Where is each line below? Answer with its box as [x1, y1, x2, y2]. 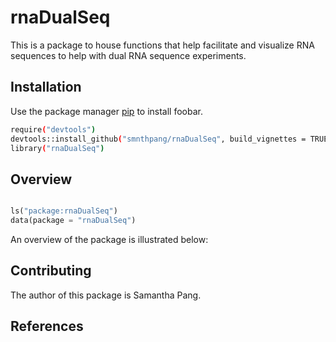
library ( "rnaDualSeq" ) [10, 143, 105, 153]
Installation [10, 79, 82, 96]
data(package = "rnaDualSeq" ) [10, 216, 137, 226]
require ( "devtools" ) [10, 124, 97, 135]
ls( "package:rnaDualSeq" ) [10, 206, 118, 216]
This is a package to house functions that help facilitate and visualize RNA [10, 39, 315, 51]
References [10, 318, 84, 335]
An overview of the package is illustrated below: [10, 233, 209, 245]
